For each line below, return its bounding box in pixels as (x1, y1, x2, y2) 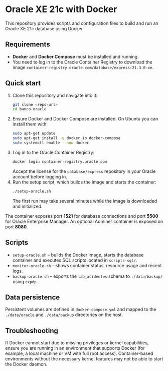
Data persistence (5, 293, 60, 301)
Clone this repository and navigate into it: (12, 92, 98, 98)
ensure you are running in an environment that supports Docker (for (5, 345, 145, 351)
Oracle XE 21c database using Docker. (5, 25, 84, 31)
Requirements (5, 40, 50, 49)
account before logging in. (12, 173, 67, 179)
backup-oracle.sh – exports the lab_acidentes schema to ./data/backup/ (12, 273, 163, 279)
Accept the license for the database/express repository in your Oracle (12, 168, 156, 174)
